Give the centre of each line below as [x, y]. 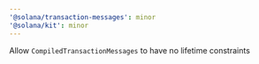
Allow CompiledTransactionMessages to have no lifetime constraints [129, 50]
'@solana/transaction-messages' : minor [83, 17]
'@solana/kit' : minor [49, 25]
